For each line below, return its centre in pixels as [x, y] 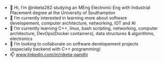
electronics [21, 39]
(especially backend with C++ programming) [55, 49]
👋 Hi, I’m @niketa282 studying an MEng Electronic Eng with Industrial [80, 8]
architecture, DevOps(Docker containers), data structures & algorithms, [82, 33]
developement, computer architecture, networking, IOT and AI [73, 23]
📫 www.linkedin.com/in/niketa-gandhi [49, 54]
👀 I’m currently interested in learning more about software [68, 18]
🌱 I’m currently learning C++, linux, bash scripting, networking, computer [84, 28]
